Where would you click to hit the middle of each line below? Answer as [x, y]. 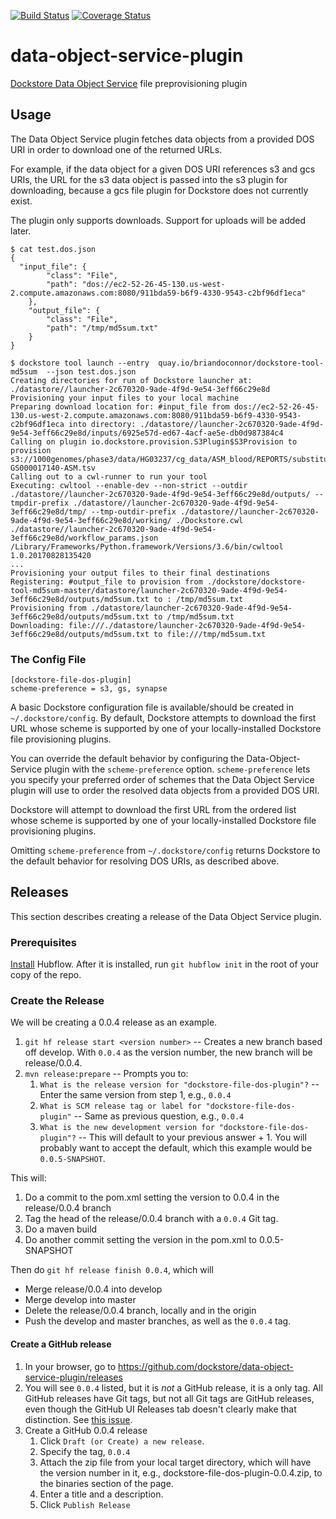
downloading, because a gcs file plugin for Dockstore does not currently [159, 190]
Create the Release [57, 1001]
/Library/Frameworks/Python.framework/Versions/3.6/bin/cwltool [147, 546]
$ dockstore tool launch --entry [80, 363]
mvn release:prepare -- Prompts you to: [106, 1074]
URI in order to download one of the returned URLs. [116, 149]
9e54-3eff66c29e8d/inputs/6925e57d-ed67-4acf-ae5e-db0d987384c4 [147, 433]
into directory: [102, 424]
